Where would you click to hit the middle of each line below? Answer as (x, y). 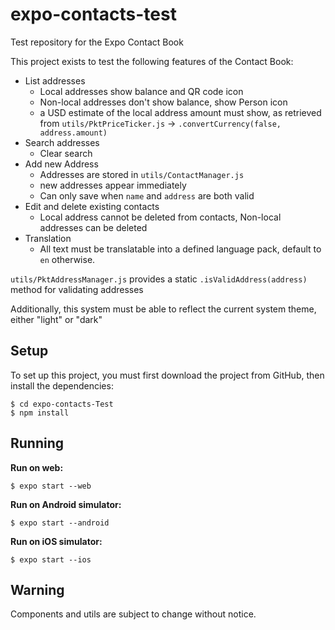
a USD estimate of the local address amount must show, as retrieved (180, 112)
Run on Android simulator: (66, 504)
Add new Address (61, 164)
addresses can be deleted (93, 227)
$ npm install (40, 413)
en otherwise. (67, 259)
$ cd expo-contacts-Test (62, 404)
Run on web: (37, 467)
